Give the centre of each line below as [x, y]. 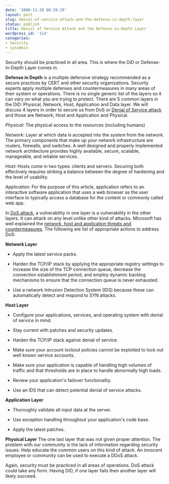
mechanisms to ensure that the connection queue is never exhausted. [86, 280]
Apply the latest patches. [39, 429]
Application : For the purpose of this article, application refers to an [75, 187]
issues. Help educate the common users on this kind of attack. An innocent [84, 450]
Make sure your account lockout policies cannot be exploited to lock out [88, 350]
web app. [15, 203]
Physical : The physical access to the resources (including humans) [75, 125]
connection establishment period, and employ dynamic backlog [79, 274]
